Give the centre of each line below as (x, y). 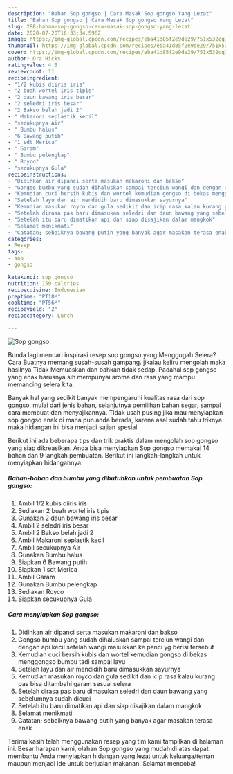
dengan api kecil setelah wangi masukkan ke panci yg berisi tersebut (116, 647)
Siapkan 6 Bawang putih (53, 562)
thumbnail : (24, 46)
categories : (25, 239)
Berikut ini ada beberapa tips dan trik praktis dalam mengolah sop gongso (113, 440)
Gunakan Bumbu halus (50, 555)
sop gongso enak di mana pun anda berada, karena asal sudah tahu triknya (115, 420)
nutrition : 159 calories (44, 283)
